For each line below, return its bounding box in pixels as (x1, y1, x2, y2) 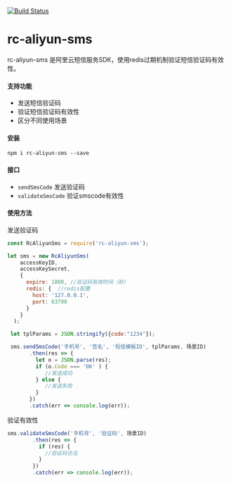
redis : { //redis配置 (25, 285, 91, 292)
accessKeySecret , (20, 265, 71, 272)
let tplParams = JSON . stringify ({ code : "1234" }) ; (10, 331, 156, 338)
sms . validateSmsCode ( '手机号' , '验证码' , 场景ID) (7, 429, 147, 437)
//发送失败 (44, 382, 72, 390)
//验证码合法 (44, 449, 78, 457)
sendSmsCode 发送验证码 (17, 182, 86, 191)
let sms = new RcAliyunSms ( (7, 252, 90, 260)
